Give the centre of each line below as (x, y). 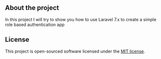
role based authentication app (35, 24)
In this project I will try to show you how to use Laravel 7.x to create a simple (81, 19)
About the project (32, 8)
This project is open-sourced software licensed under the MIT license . (75, 51)
